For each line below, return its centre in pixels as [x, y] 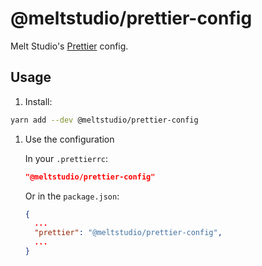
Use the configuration [69, 139]
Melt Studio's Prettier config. [69, 46]
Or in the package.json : [72, 196]
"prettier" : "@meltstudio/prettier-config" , [128, 233]
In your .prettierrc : [66, 158]
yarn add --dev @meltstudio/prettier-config [104, 120]
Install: [38, 101]
